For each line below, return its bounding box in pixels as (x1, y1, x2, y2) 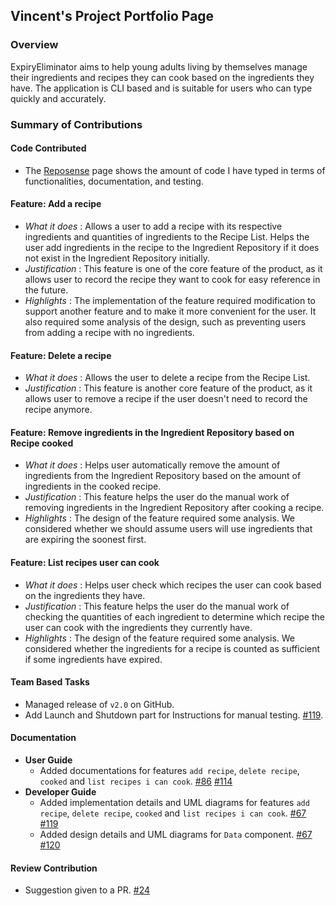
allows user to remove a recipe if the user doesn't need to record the (24, 393, 308, 405)
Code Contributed (10, 142, 87, 154)
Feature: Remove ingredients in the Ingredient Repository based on (10, 426, 295, 438)
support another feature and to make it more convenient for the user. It (24, 305, 317, 318)
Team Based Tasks (10, 676, 90, 688)
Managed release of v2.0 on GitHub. (24, 698, 175, 710)
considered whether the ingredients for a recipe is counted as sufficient (24, 642, 321, 654)
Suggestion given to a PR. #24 (24, 884, 151, 896)
